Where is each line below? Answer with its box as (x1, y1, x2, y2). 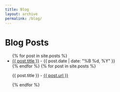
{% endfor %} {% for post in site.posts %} (12, 63, 96, 69)
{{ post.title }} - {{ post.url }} (12, 73, 69, 78)
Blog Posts (5, 37, 49, 48)
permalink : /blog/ (5, 16, 42, 21)
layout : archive (5, 12, 38, 16)
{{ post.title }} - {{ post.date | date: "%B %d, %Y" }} (12, 58, 115, 64)
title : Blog (5, 7, 29, 12)
